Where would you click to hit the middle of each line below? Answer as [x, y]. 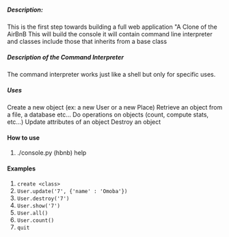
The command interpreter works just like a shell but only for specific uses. [111, 74]
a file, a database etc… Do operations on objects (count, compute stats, [108, 114]
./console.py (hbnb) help [52, 153]
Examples [22, 169]
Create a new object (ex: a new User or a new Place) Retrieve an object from [115, 107]
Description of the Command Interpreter [66, 57]
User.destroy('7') [43, 199]
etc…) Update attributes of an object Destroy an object [84, 122]
